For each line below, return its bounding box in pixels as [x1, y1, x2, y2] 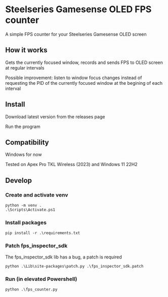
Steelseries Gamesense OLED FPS [5, 4, 152, 15]
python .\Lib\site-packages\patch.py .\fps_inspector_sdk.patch [5, 263, 144, 269]
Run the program [5, 123, 40, 129]
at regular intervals [5, 64, 45, 71]
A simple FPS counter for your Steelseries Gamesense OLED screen [5, 31, 147, 37]
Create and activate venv [5, 191, 68, 199]
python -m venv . [5, 203, 42, 208]
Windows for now [5, 151, 42, 158]
